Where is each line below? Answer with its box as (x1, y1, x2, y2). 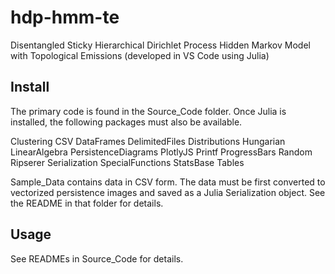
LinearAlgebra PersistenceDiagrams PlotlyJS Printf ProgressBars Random (10, 146, 313, 158)
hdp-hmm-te (10, 6, 120, 29)
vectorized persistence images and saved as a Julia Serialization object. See (10, 186, 326, 198)
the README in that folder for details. (10, 197, 164, 209)
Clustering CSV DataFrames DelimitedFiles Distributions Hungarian (10, 135, 286, 147)
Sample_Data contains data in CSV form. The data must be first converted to (10, 176, 326, 188)
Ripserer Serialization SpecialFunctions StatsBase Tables (10, 156, 245, 168)
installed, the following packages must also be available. (10, 116, 243, 128)
